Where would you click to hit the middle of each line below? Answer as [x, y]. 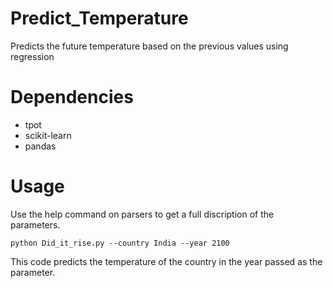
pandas [40, 146]
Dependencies [72, 97]
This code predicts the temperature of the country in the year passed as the [166, 261]
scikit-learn [48, 135]
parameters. [35, 224]
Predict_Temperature [99, 18]
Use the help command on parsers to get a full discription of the [142, 214]
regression [32, 56]
